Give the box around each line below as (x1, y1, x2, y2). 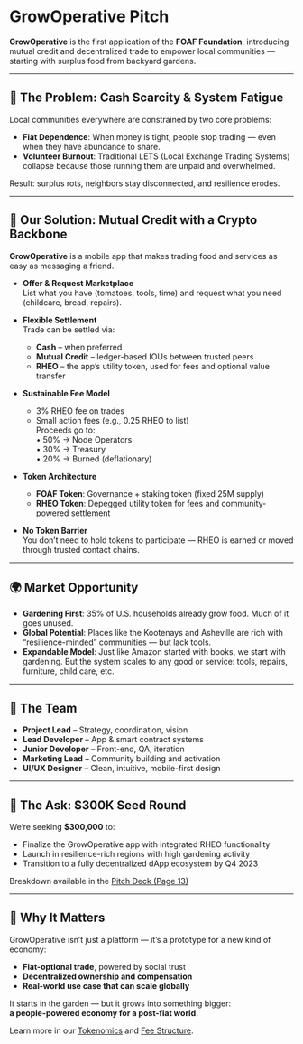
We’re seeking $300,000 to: (9, 822, 115, 832)
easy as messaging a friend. (9, 260, 115, 271)
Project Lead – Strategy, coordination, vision (22, 724, 188, 735)
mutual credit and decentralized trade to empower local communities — (9, 45, 276, 56)
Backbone (9, 227, 68, 242)
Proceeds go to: (35, 424, 96, 435)
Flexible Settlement (22, 314, 97, 325)
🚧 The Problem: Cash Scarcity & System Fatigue (9, 90, 284, 106)
